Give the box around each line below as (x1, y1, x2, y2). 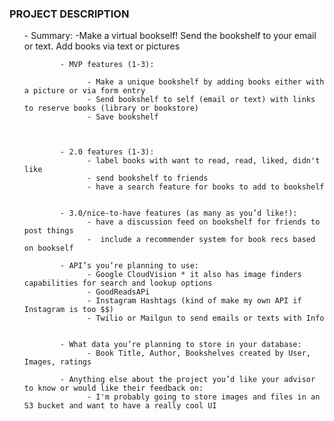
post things (23, 226, 74, 236)
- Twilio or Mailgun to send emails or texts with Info (87, 313, 325, 324)
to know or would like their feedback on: (23, 383, 204, 394)
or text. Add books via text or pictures (23, 40, 181, 52)
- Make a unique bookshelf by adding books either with (87, 77, 325, 87)
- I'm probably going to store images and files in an (87, 392, 321, 402)
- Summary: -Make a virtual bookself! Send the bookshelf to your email (23, 30, 317, 42)
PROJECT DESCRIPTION (9, 7, 130, 21)
